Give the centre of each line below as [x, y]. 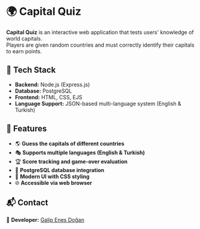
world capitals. [24, 38]
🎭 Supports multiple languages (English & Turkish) [80, 152]
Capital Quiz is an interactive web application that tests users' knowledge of [100, 32]
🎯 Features [27, 129]
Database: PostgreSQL [43, 91]
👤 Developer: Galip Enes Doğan [45, 220]
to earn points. [24, 51]
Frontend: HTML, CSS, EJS [48, 97]
